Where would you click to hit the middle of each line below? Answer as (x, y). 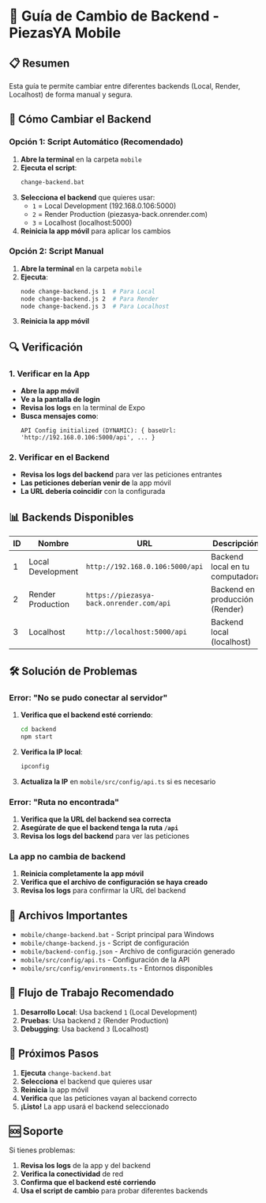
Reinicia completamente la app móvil (82, 874)
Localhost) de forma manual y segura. (71, 95)
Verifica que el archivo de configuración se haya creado (114, 882)
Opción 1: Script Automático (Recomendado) (96, 142)
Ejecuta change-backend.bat (66, 1072)
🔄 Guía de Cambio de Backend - (114, 16)
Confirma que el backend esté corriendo (88, 1182)
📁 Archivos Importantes (69, 915)
